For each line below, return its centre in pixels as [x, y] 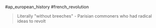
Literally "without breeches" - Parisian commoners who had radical [84, 16]
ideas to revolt [31, 21]
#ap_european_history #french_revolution [47, 7]
